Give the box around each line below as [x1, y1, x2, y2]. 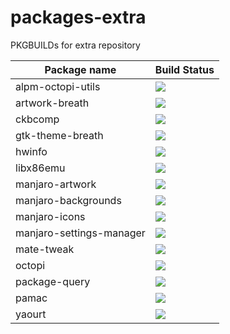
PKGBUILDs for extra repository [10, 39, 141, 51]
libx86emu [15, 161, 66, 175]
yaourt [15, 307, 47, 321]
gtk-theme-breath [15, 128, 104, 142]
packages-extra [10, 6, 147, 29]
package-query [15, 274, 91, 288]
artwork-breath [15, 96, 90, 110]
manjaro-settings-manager [15, 226, 146, 240]
